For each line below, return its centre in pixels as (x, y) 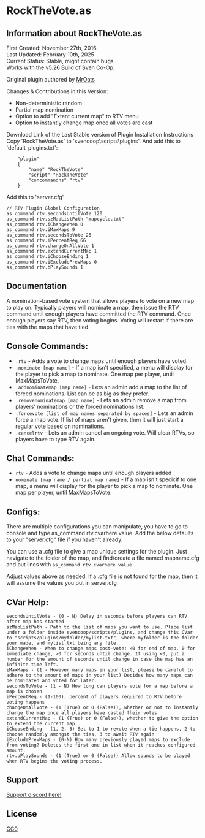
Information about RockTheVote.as (74, 33)
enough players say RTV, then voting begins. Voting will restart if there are (100, 320)
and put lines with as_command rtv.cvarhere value (69, 565)
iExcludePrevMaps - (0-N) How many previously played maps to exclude (98, 740)
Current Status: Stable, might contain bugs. (61, 61)
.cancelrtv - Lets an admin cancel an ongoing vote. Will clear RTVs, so (105, 432)
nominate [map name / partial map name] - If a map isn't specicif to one (106, 479)
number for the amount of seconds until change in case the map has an (99, 660)
